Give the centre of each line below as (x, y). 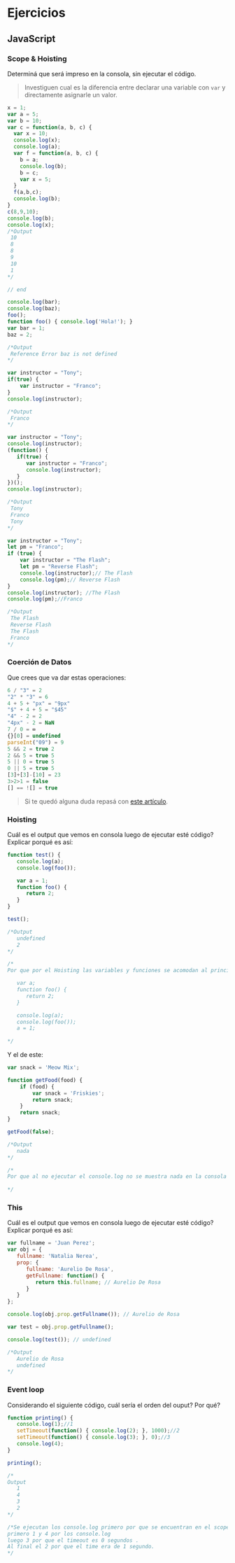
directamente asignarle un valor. (71, 94)
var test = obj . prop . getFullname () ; (60, 1327)
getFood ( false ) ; (31, 1132)
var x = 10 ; (31, 134)
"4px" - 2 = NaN (31, 723)
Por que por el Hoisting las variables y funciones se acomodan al (108, 971)
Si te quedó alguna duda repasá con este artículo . (96, 801)
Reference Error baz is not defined (64, 354)
